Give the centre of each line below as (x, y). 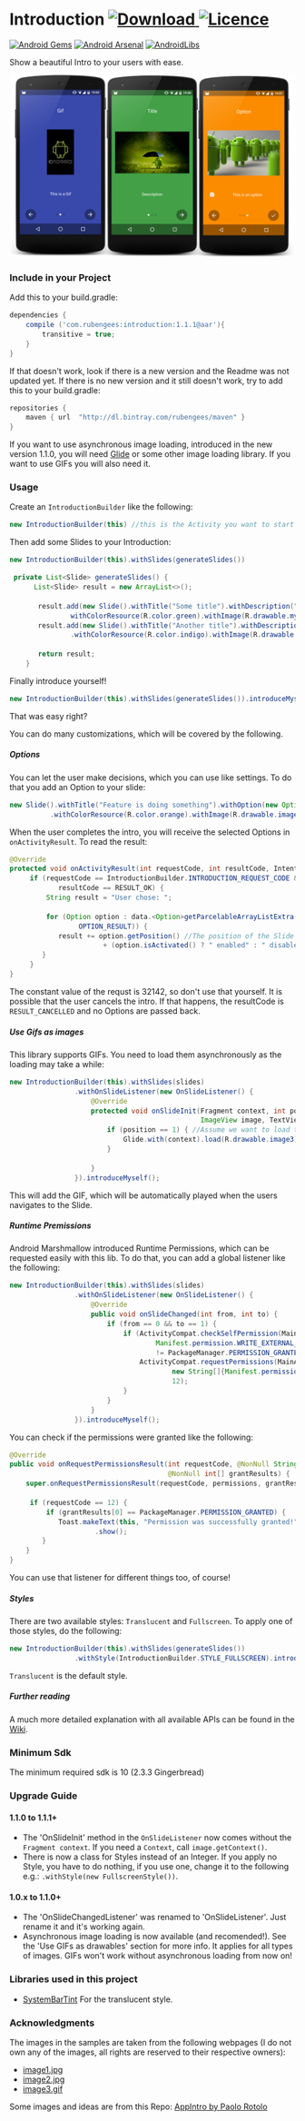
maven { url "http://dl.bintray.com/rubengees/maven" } (136, 418)
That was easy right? (49, 716)
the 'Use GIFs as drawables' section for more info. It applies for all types (157, 1946)
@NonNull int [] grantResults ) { (229, 1474)
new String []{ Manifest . (216, 1372)
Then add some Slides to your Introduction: (90, 542)
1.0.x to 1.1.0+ (35, 1897)
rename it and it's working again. (84, 1927)
